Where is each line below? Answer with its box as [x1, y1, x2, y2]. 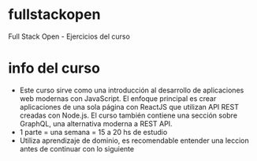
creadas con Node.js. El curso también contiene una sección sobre [19, 110, 238, 120]
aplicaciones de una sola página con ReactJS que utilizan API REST [19, 102, 239, 111]
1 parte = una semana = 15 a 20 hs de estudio [19, 127, 168, 137]
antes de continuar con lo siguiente [19, 144, 135, 153]
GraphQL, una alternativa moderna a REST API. [19, 118, 173, 128]
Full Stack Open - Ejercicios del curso [8, 32, 130, 41]
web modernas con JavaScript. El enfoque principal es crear [19, 93, 217, 103]
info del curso [8, 59, 101, 77]
